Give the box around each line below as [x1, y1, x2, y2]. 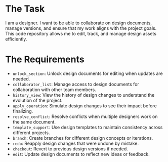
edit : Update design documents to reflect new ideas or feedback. [12, 151, 150, 157]
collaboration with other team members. [12, 87, 96, 93]
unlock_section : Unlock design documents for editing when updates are [12, 70, 163, 76]
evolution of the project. [12, 97, 63, 103]
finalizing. [12, 108, 33, 114]
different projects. [12, 130, 50, 136]
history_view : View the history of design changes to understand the [12, 92, 155, 98]
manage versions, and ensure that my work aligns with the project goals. [5, 25, 157, 31]
